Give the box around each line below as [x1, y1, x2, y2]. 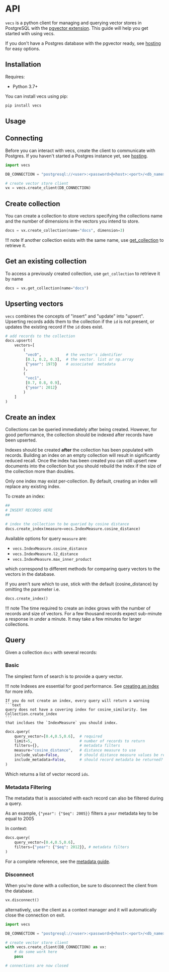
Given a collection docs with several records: [5, 649, 97, 655]
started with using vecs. [5, 30, 55, 36]
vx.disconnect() [5, 897, 39, 902]
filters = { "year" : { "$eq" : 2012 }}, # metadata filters [14, 844, 129, 849]
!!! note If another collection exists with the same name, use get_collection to [5, 237, 164, 243]
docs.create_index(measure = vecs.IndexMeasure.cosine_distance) [5, 526, 141, 531]
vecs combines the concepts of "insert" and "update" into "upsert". [5, 313, 144, 319]
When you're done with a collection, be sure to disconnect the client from [5, 882, 157, 888]
